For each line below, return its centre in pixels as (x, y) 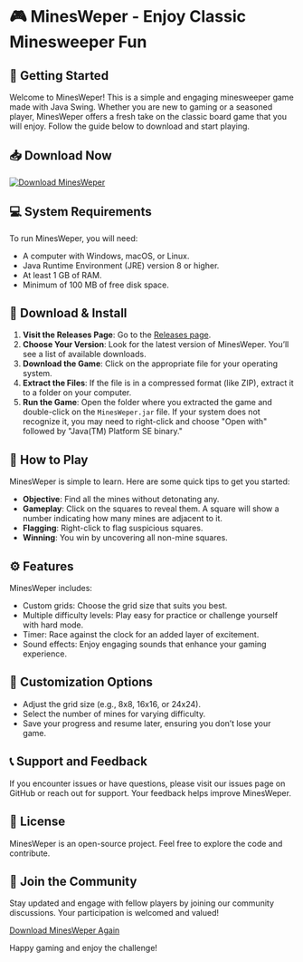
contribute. (30, 853)
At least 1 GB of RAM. (62, 275)
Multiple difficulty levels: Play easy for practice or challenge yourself (150, 616)
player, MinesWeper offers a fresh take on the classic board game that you (148, 117)
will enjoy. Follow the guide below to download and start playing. (130, 126)
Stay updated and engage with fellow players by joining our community (142, 903)
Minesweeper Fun (78, 42)
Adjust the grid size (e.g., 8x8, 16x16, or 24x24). (112, 704)
